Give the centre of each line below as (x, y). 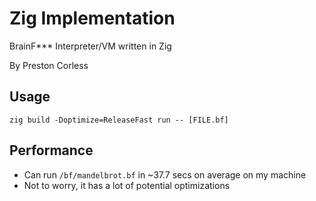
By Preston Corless (49, 65)
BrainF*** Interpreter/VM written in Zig (90, 46)
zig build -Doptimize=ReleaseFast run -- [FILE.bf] (119, 120)
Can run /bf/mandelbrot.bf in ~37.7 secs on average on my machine (165, 174)
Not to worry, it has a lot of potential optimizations (127, 185)
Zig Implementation (92, 18)
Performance (51, 150)
